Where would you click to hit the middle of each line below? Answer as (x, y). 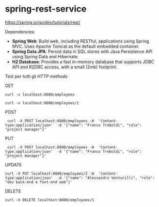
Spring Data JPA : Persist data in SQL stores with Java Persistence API (82, 51)
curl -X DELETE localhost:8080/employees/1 (50, 200)
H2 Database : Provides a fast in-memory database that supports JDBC (83, 62)
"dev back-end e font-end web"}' (39, 182)
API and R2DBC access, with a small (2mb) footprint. (65, 67)
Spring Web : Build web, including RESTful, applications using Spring (80, 41)
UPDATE (13, 165)
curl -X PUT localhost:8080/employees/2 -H (50, 174)
